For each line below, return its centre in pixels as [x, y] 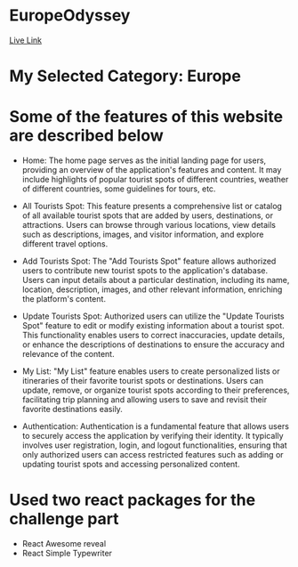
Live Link [26, 40]
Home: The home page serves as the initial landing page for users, [144, 160]
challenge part [64, 519]
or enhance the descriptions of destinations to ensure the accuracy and [153, 344]
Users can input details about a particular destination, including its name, [156, 280]
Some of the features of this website [146, 117]
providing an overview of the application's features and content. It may [152, 170]
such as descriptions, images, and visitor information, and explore [143, 235]
